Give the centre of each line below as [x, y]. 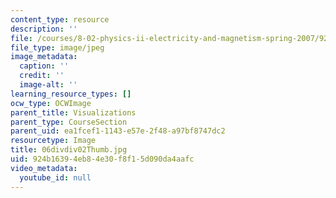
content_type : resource [60, 19]
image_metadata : [44, 57]
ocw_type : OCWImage [51, 103]
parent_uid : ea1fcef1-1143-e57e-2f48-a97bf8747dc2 [118, 131]
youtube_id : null [55, 177]
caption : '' [44, 66]
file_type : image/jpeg [57, 47]
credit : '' [42, 76]
